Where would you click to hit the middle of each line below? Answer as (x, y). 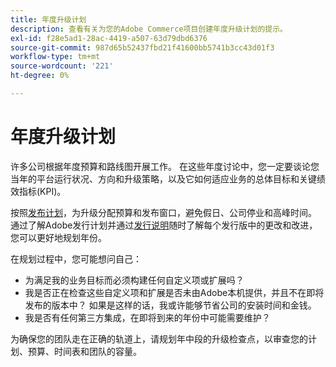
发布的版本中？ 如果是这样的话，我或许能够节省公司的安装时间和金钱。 (170, 305)
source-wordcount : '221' (62, 66)
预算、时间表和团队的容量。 (84, 351)
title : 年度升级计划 (48, 19)
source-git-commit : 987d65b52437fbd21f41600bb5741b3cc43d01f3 (142, 47)
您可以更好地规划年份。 (58, 237)
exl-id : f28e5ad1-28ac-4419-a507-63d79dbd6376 (109, 38)
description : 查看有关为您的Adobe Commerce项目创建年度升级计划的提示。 (149, 29)
